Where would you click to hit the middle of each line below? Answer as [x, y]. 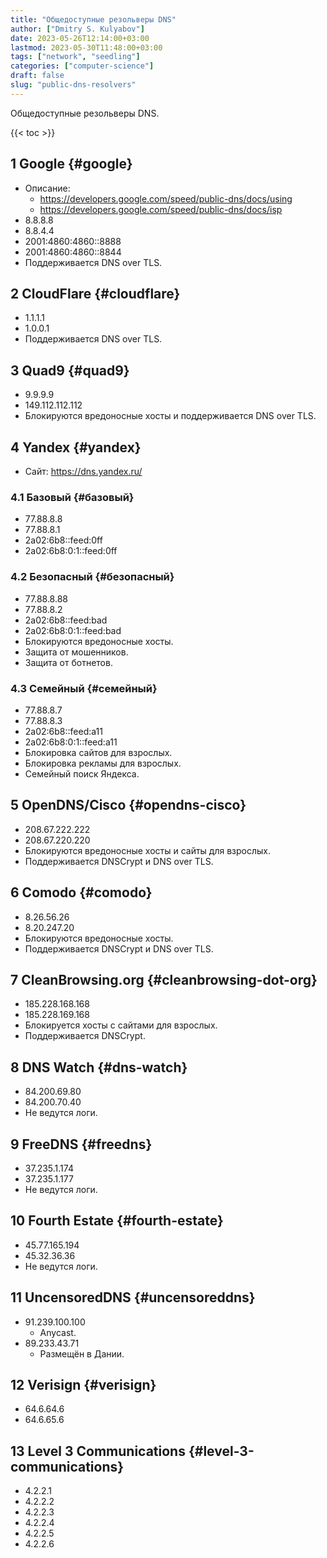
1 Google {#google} [71, 164]
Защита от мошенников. [76, 652]
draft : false [37, 76]
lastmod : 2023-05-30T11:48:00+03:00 [86, 47]
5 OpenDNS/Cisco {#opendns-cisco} [128, 805]
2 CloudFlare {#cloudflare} [95, 293]
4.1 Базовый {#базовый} [72, 497]
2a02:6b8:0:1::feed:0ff [71, 551]
